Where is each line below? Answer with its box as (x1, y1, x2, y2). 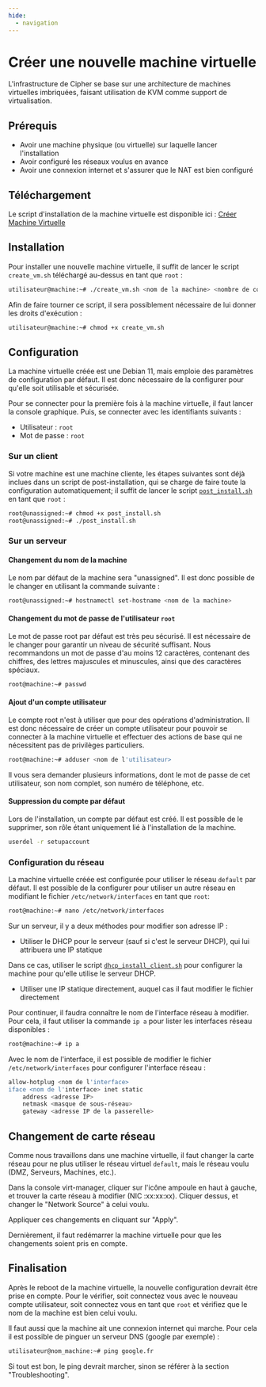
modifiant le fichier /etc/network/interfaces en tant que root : (8, 892, 210, 901)
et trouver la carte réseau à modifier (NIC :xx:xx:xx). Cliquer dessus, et (8, 1190, 239, 1201)
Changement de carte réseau (8, 1129, 156, 1143)
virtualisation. (8, 96, 53, 105)
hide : (8, 11, 26, 20)
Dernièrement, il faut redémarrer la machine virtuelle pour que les (8, 1230, 222, 1240)
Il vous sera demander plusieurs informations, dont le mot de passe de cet (8, 770, 251, 779)
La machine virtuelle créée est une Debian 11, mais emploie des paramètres (8, 366, 253, 376)
